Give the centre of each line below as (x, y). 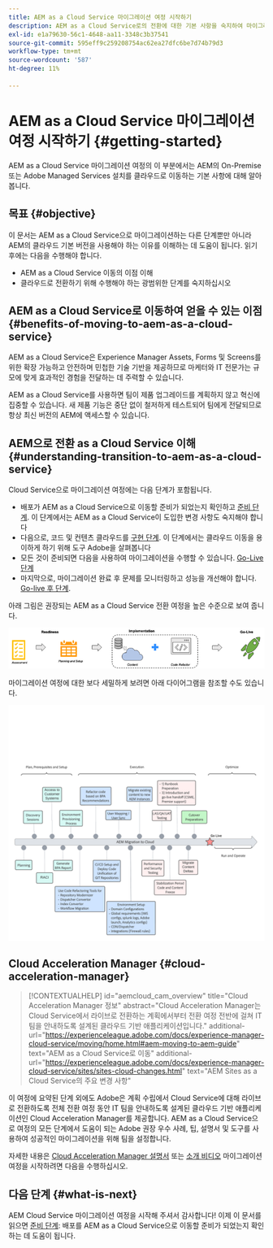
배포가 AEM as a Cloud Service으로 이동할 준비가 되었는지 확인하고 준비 (135, 507)
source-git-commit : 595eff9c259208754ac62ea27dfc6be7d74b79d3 (116, 43)
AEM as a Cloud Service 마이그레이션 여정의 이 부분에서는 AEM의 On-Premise (135, 165)
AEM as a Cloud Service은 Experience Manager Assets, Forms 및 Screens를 (135, 357)
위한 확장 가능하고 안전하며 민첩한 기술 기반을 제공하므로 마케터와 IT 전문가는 (130, 367)
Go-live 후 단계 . (45, 589)
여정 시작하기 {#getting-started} (116, 141)
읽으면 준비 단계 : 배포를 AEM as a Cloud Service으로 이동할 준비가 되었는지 (129, 1226)
